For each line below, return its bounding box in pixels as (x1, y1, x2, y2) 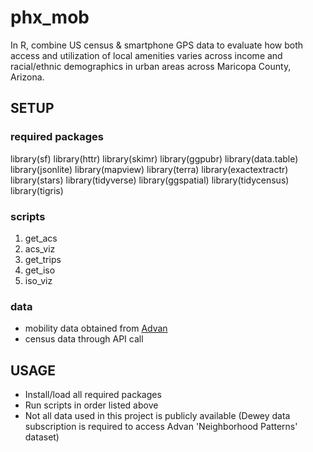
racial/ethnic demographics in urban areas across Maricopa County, (10, 60, 292, 72)
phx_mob (10, 6, 90, 29)
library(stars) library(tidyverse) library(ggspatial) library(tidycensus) (10, 174, 290, 186)
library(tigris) (10, 184, 64, 196)
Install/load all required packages (24, 389, 162, 401)
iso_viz (24, 274, 53, 286)
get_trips (24, 253, 62, 265)
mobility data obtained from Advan (24, 322, 168, 335)
